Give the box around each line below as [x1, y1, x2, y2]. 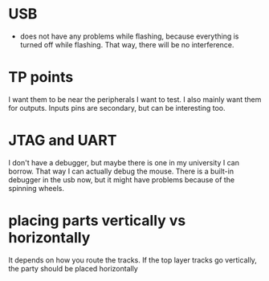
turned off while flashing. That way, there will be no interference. [19, 39, 234, 49]
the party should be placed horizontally [8, 263, 138, 273]
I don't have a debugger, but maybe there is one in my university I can [8, 157, 239, 167]
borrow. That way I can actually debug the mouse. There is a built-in [8, 166, 234, 176]
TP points [8, 68, 74, 87]
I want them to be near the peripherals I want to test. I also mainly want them [8, 94, 262, 104]
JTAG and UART [8, 132, 117, 149]
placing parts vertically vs [8, 212, 186, 230]
